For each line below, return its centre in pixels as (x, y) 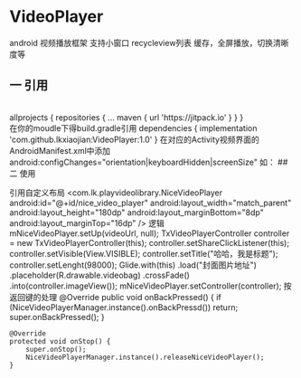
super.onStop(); (56, 349)
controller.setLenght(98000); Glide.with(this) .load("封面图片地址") (133, 265)
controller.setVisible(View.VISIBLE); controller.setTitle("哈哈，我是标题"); (144, 253)
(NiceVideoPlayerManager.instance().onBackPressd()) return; (124, 307)
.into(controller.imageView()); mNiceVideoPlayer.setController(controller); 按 (150, 286)
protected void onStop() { (60, 341)
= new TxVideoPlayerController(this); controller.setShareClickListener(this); (150, 242)
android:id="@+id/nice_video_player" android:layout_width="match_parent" (150, 203)
